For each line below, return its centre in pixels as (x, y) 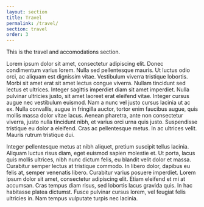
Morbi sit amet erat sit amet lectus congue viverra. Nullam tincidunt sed (96, 83)
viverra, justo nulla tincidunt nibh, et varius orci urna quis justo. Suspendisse (102, 122)
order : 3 (17, 35)
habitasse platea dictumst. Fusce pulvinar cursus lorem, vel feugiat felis (96, 192)
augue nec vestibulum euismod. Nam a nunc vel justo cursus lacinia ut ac (98, 103)
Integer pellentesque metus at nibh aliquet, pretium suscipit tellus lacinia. (98, 147)
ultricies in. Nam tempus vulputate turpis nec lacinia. (72, 198)
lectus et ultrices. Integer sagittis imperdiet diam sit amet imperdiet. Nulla (98, 89)
